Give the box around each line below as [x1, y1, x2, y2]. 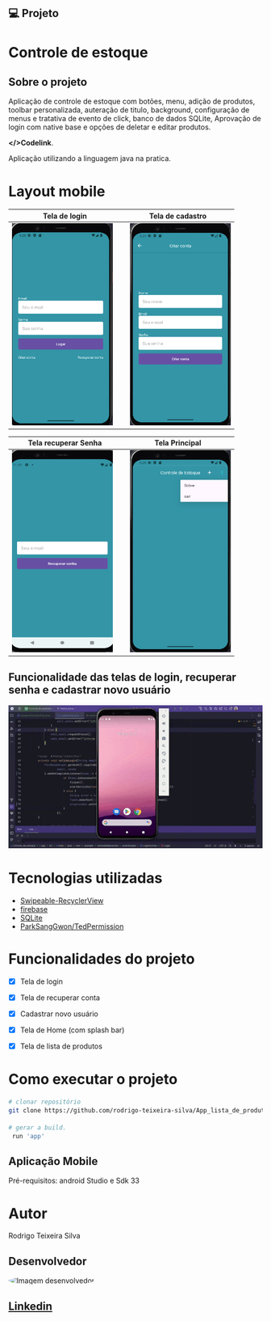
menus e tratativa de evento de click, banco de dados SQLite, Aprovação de [8, 114, 261, 124]
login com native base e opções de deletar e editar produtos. [8, 122, 211, 132]
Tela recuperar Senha [27, 438, 102, 448]
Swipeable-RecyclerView [19, 896, 104, 905]
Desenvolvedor [8, 1254, 87, 1268]
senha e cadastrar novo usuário [8, 683, 171, 697]
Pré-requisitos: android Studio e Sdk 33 [8, 1175, 140, 1186]
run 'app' [11, 1132, 45, 1140]
